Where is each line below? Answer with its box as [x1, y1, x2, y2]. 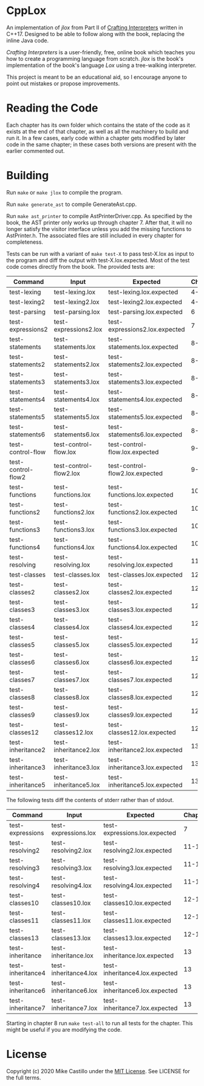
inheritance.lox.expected [103, 951, 174, 960]
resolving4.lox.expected [103, 881, 172, 890]
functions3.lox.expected [108, 525, 178, 534]
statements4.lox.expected [108, 395, 183, 403]
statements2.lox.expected [108, 360, 183, 369]
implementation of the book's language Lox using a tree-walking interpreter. [6, 62, 197, 69]
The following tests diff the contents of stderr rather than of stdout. [6, 796, 174, 803]
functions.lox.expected [108, 490, 174, 499]
